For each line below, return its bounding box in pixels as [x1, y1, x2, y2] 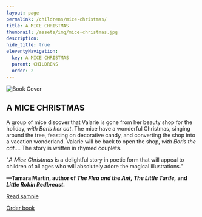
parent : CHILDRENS [12, 61, 59, 67]
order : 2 [12, 67, 34, 74]
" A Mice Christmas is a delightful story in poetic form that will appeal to [6, 156, 184, 164]
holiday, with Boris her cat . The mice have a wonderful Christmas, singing [6, 125, 191, 133]
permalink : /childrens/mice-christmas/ [6, 16, 107, 22]
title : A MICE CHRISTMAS [6, 22, 69, 29]
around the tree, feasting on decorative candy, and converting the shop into [6, 131, 196, 139]
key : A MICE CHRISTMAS [12, 55, 69, 61]
